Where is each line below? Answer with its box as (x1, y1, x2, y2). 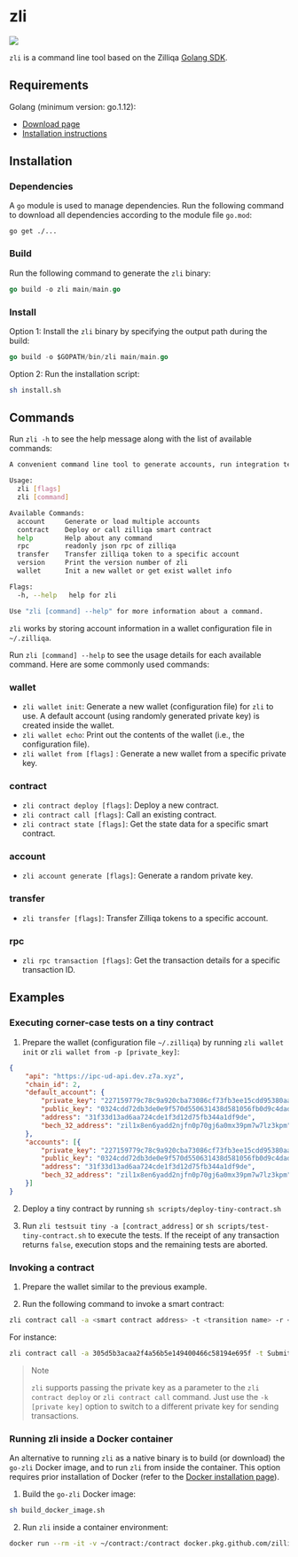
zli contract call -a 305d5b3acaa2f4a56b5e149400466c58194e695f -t (9, 1349, 264, 1357)
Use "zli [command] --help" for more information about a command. (9, 606, 264, 615)
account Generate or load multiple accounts (17, 517, 200, 526)
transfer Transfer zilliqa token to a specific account (17, 550, 240, 559)
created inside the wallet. (21, 720, 115, 731)
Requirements (9, 78, 89, 93)
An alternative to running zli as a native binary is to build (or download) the (9, 1452, 286, 1464)
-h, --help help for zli (17, 591, 117, 599)
